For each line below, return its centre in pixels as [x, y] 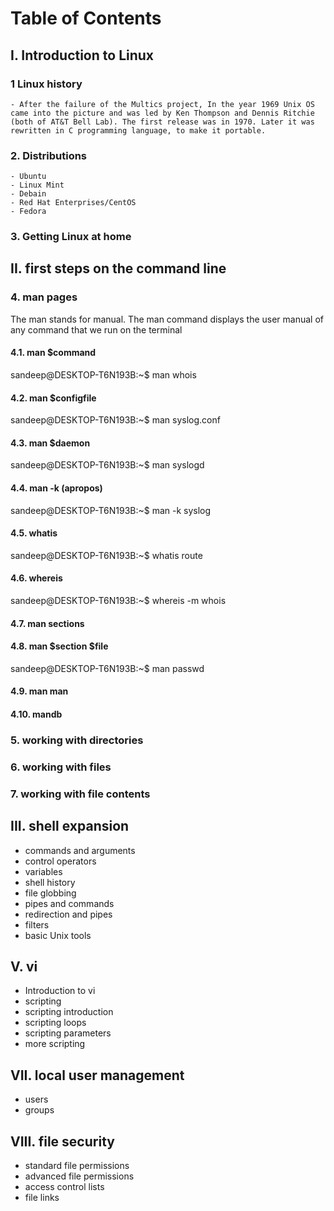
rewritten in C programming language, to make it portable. [138, 130]
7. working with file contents [80, 794]
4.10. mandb [36, 714]
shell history [50, 882]
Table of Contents [86, 18]
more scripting [55, 1044]
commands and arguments [80, 850]
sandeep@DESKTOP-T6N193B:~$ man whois [103, 374]
